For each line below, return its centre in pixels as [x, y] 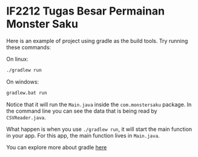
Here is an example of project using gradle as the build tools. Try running [97, 41]
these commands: [29, 47]
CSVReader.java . [26, 117]
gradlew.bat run [27, 93]
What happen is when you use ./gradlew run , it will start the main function [99, 129]
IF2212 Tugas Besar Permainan [86, 11]
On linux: [17, 59]
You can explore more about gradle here [57, 147]
